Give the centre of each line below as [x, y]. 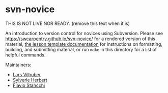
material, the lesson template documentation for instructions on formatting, [84, 44]
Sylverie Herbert [30, 80]
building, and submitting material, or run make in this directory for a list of [81, 49]
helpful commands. [25, 55]
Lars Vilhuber [27, 74]
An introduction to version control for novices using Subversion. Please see [84, 33]
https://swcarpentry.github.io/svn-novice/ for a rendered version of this [80, 39]
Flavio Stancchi [29, 85]
